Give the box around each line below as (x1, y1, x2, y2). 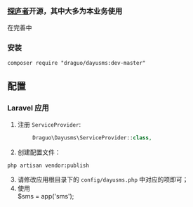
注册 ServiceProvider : (17, 120, 81, 129)
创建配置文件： (17, 148, 61, 156)
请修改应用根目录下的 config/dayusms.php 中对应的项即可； (17, 175, 189, 184)
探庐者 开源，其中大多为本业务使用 (7, 6, 123, 15)
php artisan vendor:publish (7, 162, 90, 170)
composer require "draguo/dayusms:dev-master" (7, 59, 146, 66)
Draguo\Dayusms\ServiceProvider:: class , (32, 134, 152, 142)
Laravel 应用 (7, 103, 49, 113)
